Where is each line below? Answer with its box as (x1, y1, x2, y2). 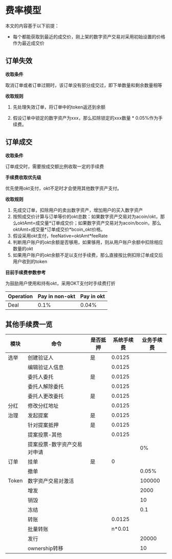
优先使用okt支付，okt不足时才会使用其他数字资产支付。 (5, 185, 122, 191)
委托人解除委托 (27, 383, 64, 390)
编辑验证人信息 (27, 364, 64, 371)
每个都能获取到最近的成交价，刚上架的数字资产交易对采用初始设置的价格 (12, 33, 165, 40)
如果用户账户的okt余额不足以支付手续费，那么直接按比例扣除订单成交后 (12, 252, 163, 258)
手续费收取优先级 (5, 174, 41, 180)
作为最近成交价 (12, 40, 45, 46)
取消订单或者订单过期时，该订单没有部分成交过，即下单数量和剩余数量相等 (5, 82, 162, 88)
